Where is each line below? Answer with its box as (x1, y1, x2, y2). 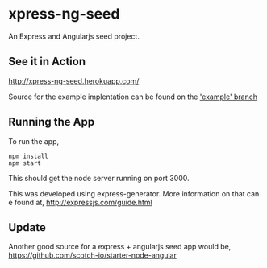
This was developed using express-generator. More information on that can (8, 188, 260, 198)
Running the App (8, 115, 95, 129)
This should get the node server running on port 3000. (8, 173, 190, 183)
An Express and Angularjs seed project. (8, 31, 140, 41)
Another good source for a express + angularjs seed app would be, (8, 242, 232, 252)
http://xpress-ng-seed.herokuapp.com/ (8, 76, 140, 85)
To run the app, (8, 136, 60, 146)
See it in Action (8, 55, 86, 68)
